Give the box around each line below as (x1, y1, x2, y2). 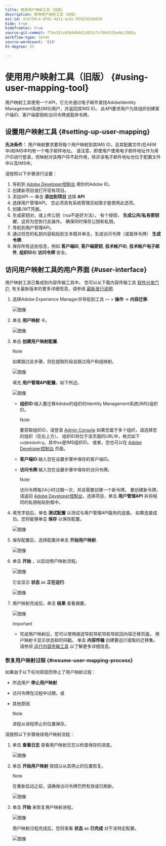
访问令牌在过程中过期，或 (12, 690, 65, 696)
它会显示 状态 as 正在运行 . (12, 579, 66, 585)
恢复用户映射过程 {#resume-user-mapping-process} (5, 657, 133, 664)
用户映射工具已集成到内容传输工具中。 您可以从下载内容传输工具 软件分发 (5, 280, 155, 286)
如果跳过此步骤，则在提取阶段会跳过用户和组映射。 (12, 359, 117, 364)
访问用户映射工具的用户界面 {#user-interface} (5, 265, 147, 274)
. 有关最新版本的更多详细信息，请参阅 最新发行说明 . (9, 286, 114, 292)
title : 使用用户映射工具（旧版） (5, 7, 65, 12)
